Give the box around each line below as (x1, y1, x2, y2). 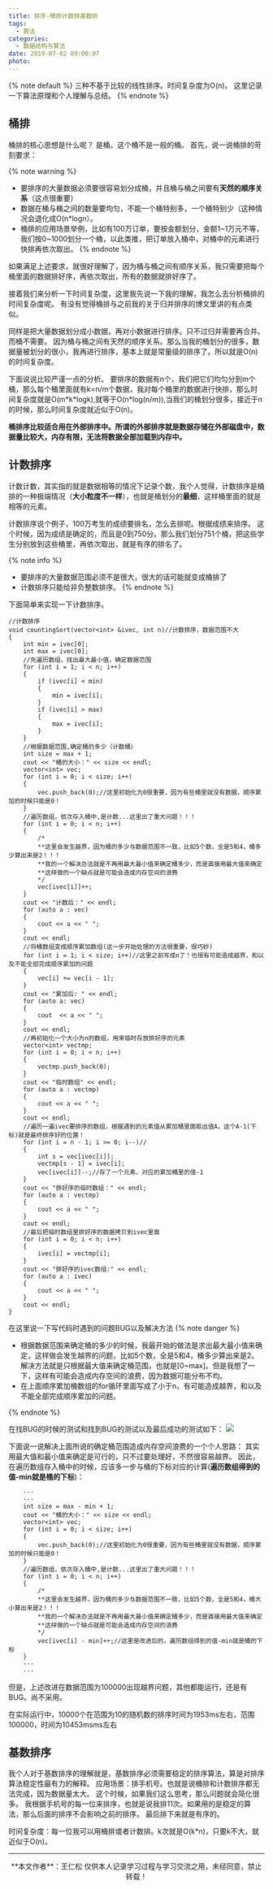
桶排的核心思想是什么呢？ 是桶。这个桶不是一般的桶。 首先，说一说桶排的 (8, 140, 254, 149)
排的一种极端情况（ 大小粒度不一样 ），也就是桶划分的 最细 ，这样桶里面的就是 (8, 491, 262, 500)
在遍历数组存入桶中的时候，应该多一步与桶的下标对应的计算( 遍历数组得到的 (8, 1462, 261, 1471)
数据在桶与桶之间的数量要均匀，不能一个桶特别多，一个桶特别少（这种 (19, 203, 256, 213)
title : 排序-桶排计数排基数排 (8, 11, 99, 20)
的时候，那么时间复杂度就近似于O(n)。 (8, 404, 138, 414)
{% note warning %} (8, 166, 77, 175)
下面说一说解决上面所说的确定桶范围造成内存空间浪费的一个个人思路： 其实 (8, 1441, 260, 1451)
